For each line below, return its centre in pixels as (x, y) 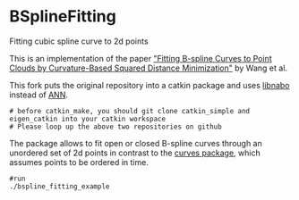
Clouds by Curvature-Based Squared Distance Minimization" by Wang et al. (149, 68)
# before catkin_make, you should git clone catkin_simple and (130, 111)
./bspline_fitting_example (60, 186)
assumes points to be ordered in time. (79, 162)
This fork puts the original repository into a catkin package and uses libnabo (149, 85)
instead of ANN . (39, 95)
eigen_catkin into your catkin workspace (88, 119)
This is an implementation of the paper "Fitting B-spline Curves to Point (141, 58)
